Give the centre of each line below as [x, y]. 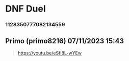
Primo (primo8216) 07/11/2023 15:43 [64, 41]
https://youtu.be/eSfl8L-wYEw [50, 53]
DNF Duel [25, 9]
